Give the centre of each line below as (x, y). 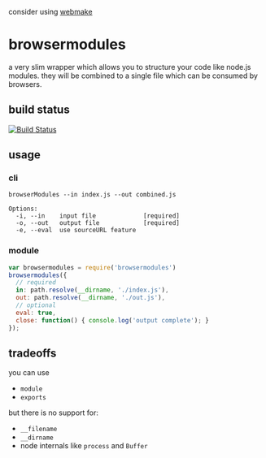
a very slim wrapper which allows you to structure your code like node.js (130, 67)
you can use (29, 373)
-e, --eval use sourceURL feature (76, 231)
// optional (36, 305)
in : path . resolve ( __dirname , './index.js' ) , (92, 290)
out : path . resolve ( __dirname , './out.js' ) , (90, 298)
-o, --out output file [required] (98, 223)
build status (39, 110)
